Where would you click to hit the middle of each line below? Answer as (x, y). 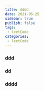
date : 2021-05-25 (22, 14)
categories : (17, 37)
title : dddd (17, 9)
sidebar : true (19, 18)
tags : (10, 28)
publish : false (20, 23)
